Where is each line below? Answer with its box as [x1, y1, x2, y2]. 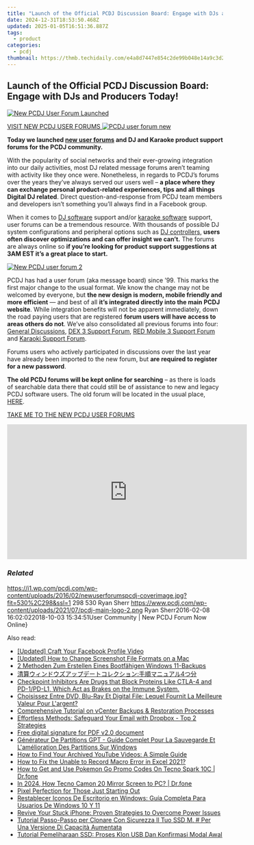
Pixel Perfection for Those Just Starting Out [16, 786, 140, 795]
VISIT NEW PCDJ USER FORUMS [7, 122, 101, 130]
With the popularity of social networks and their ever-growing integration [7, 156, 213, 164]
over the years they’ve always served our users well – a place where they [7, 177, 216, 186]
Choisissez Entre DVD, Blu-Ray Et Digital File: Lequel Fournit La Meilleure [16, 691, 223, 700]
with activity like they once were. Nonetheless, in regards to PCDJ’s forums [7, 171, 219, 179]
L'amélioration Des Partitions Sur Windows [16, 743, 138, 751]
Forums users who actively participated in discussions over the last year [7, 347, 211, 356]
